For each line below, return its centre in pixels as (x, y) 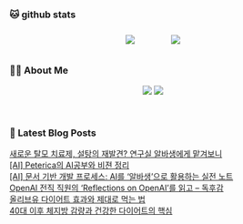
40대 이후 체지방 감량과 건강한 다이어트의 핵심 (91, 210)
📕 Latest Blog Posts (53, 133)
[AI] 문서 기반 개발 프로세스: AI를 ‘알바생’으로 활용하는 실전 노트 (121, 176)
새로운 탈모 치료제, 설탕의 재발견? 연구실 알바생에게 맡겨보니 (116, 153)
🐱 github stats (43, 15)
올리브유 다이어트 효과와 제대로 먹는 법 (77, 199)
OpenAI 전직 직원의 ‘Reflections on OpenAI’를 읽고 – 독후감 (117, 188)
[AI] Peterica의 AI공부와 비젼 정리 (70, 165)
